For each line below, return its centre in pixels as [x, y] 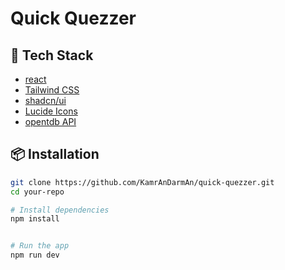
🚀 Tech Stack [52, 55]
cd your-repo [37, 192]
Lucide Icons [51, 111]
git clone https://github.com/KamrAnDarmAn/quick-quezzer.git [142, 182]
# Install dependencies [60, 210]
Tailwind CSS [52, 90]
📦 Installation [55, 154]
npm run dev [35, 255]
